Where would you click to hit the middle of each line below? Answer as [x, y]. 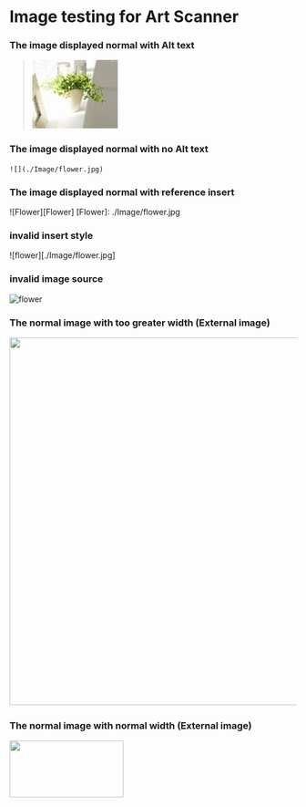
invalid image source [56, 279]
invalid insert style [51, 236]
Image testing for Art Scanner [124, 17]
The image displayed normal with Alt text [102, 46]
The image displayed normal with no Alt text [109, 150]
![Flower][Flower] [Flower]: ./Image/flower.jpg [95, 212]
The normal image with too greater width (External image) [140, 323]
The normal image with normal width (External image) [131, 725]
